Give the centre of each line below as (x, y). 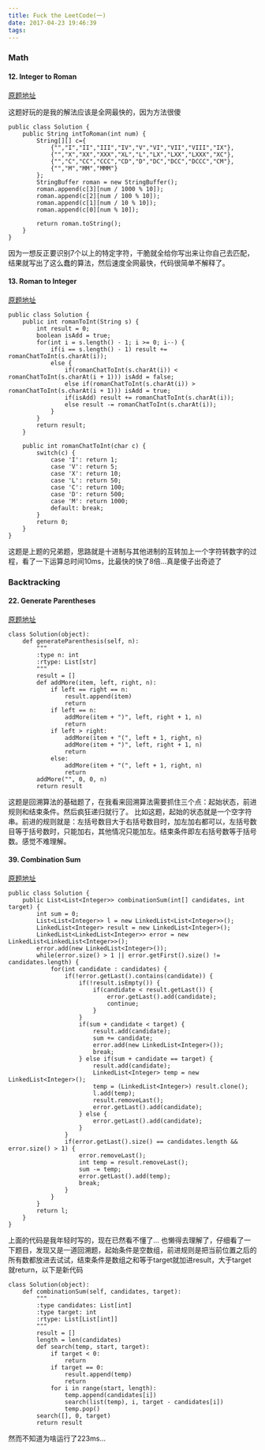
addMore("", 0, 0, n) (72, 779)
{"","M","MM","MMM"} (84, 168)
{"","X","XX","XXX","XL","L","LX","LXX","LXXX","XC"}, (142, 155)
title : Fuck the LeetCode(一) (57, 15)
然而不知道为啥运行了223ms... (57, 1439)
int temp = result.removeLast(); (134, 1163)
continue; (123, 1004)
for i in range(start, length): (103, 1388)
